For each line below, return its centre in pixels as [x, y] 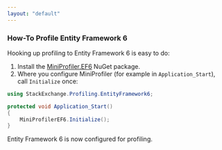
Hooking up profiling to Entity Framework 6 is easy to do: [88, 53]
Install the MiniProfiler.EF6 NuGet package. [79, 66]
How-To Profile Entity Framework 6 [67, 37]
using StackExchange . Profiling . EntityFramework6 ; [80, 94]
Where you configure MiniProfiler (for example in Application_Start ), [116, 74]
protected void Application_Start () [60, 106]
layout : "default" [34, 14]
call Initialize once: [48, 81]
